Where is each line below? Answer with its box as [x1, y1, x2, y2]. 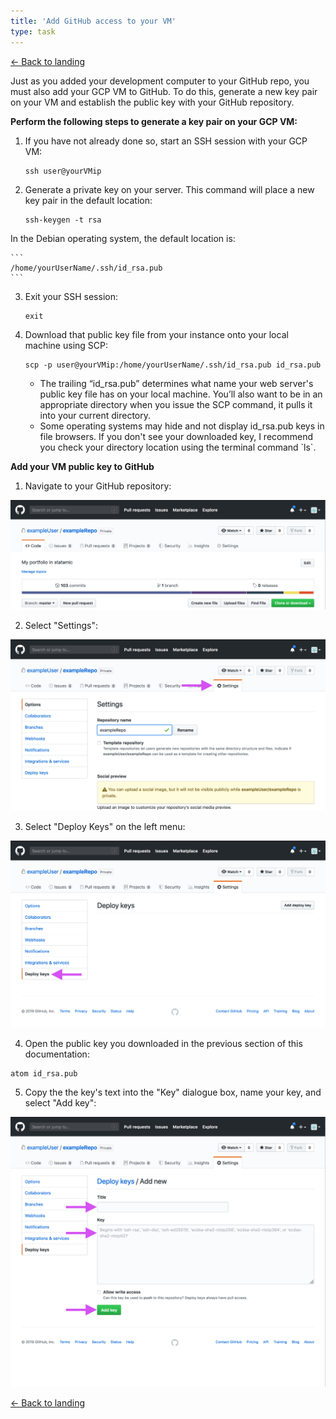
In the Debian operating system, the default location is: [10, 232, 236, 244]
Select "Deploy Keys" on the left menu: [24, 820, 186, 832]
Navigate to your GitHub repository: [24, 480, 172, 492]
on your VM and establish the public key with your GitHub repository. [10, 96, 295, 108]
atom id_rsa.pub [10, 1068, 78, 1079]
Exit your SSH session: [24, 290, 118, 302]
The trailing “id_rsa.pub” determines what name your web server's [39, 377, 314, 389]
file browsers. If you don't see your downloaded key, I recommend [39, 430, 313, 442]
